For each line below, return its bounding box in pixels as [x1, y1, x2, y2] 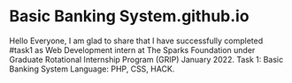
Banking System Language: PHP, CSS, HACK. [9, 64, 175, 74]
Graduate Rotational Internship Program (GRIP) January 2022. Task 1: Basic [9, 54, 284, 64]
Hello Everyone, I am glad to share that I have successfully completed [9, 35, 264, 46]
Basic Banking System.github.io [9, 6, 250, 26]
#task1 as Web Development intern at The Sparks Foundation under [9, 44, 256, 55]
